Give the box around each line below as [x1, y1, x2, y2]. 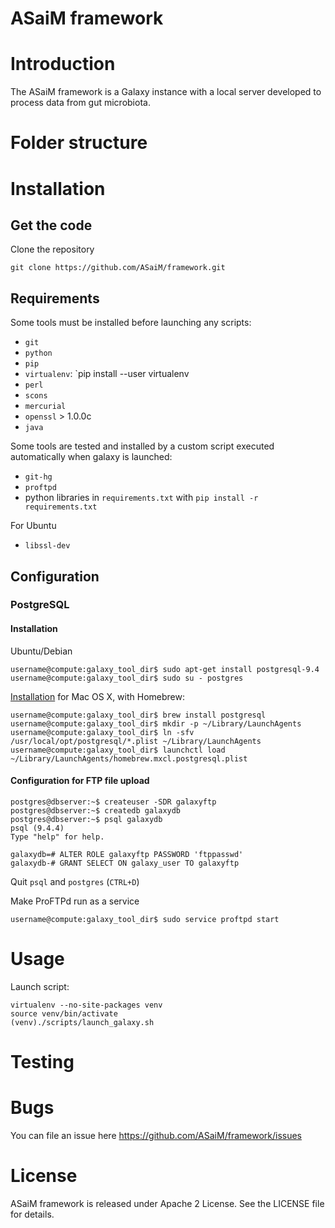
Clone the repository [10, 243, 95, 256]
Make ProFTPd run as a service [10, 895, 140, 907]
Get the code [10, 217, 93, 234]
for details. [10, 1208, 55, 1220]
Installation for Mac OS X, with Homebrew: [10, 690, 185, 702]
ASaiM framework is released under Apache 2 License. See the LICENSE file [10, 1197, 325, 1209]
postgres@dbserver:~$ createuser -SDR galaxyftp [10, 797, 217, 807]
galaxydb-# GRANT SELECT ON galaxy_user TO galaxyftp [10, 858, 240, 868]
